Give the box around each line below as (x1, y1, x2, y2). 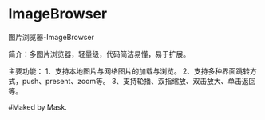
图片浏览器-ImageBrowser (8, 32, 94, 42)
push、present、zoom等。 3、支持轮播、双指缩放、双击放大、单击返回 (22, 76, 256, 86)
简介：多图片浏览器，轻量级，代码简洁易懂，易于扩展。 (8, 49, 190, 58)
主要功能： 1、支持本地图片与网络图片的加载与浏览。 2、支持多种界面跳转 (8, 66, 251, 76)
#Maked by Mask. (8, 102, 68, 112)
